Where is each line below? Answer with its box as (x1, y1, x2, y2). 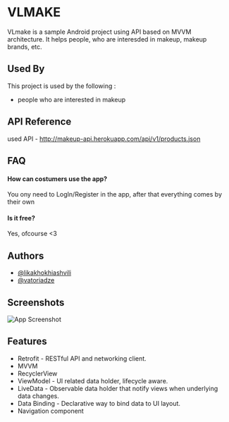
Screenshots (7, 297, 65, 309)
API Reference (7, 116, 72, 128)
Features (7, 335, 47, 347)
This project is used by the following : (7, 82, 116, 90)
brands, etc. (7, 42, 42, 51)
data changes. (17, 392, 60, 400)
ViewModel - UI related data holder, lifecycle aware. (17, 376, 168, 385)
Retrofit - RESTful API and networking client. (17, 354, 147, 363)
